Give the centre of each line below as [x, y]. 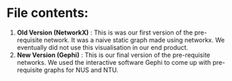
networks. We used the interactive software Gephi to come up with [114, 62]
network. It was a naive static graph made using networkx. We [134, 39]
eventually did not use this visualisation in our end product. [102, 47]
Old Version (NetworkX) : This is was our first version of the [105, 32]
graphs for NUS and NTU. [81, 70]
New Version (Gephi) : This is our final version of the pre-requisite [114, 55]
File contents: [48, 13]
